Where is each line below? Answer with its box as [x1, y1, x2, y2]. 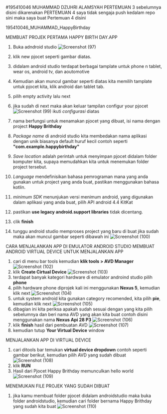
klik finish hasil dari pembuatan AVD [12, 322, 88, 328]
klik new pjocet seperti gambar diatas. [12, 53, 92, 59]
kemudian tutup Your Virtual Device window [12, 327, 105, 333]
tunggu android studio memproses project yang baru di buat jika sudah [12, 228, 159, 234]
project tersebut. [12, 164, 47, 169]
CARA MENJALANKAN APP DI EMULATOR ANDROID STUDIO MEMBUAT [5, 243, 155, 249]
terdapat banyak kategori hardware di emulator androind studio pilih [12, 274, 153, 280]
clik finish [12, 218, 34, 224]
